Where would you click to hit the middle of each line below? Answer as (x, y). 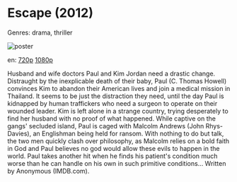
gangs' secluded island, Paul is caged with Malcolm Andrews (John (106, 126)
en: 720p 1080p (30, 60)
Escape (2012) (50, 13)
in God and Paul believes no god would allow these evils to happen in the (114, 148)
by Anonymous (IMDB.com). (48, 171)
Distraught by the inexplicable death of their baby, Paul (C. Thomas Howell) (117, 81)
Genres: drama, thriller (40, 32)
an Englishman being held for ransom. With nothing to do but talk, (128, 133)
